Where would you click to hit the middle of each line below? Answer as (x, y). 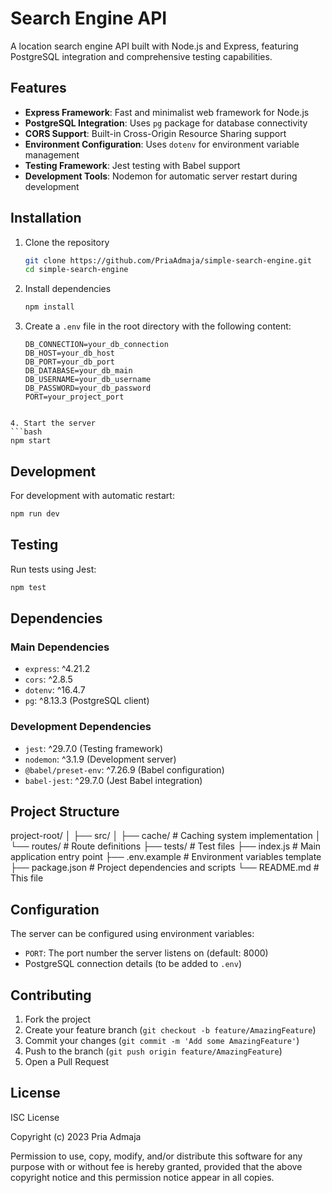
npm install (49, 307)
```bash (26, 432)
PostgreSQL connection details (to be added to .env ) (133, 964)
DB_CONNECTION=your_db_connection (96, 345)
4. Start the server (53, 423)
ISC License (35, 1117)
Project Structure (65, 811)
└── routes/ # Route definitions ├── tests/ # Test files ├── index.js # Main (166, 846)
